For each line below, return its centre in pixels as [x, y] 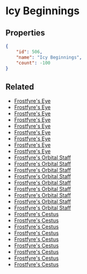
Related [20, 87]
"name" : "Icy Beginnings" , [49, 57]
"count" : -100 [33, 63]
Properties [25, 33]
